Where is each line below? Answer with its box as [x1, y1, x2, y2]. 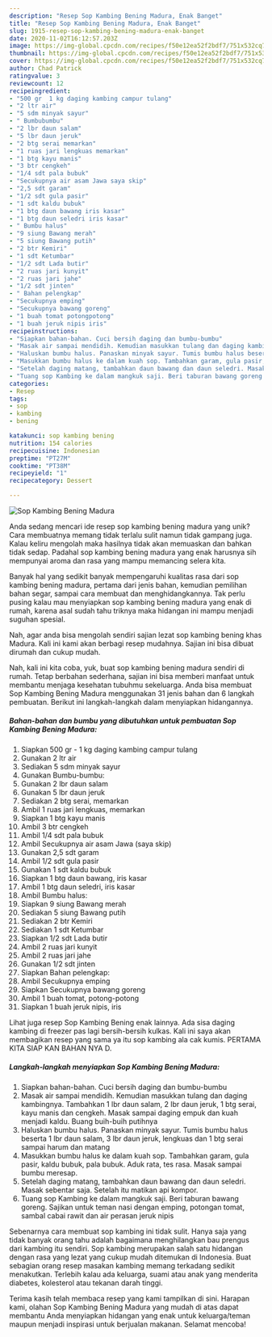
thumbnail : [9, 49, 46, 57]
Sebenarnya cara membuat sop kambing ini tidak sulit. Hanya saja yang [9, 1226, 247, 1236]
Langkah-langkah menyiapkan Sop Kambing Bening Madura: [9, 1062, 220, 1071]
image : [9, 42, 31, 50]
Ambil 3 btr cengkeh [20, 821, 89, 832]
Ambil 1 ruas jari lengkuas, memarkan [20, 804, 145, 814]
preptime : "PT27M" [9, 454, 71, 463]
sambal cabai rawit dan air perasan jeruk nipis [20, 1210, 174, 1220]
